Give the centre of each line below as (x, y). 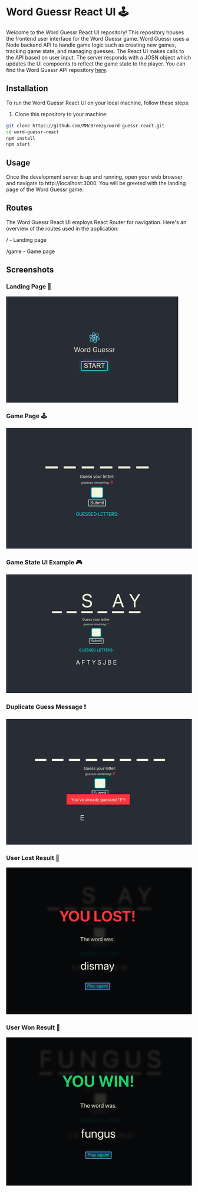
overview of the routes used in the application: (62, 228)
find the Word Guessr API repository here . (57, 70)
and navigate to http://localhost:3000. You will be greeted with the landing (96, 183)
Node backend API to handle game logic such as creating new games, (91, 45)
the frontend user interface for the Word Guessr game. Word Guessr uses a (98, 38)
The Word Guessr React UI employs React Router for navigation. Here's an (96, 222)
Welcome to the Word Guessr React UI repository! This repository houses (95, 32)
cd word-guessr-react (33, 132)
